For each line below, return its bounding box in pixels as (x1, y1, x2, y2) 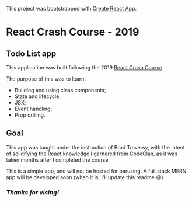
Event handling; (14, 105, 53, 112)
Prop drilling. (14, 112, 46, 119)
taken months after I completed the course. (6, 156, 110, 163)
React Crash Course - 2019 (6, 26, 139, 39)
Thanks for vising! (6, 188, 60, 196)
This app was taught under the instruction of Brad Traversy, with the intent (6, 144, 185, 151)
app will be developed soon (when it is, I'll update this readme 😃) (6, 173, 163, 180)
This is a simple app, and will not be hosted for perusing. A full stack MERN (6, 168, 187, 175)
